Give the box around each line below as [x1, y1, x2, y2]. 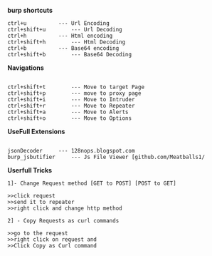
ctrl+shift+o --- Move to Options [7, 115, 132, 122]
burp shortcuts [7, 6, 53, 14]
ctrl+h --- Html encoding [7, 32, 113, 39]
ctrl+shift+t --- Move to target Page [7, 83, 144, 91]
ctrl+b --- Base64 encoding [7, 45, 120, 52]
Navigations [7, 63, 44, 72]
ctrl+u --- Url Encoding [7, 20, 110, 27]
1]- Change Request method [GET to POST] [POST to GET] [7, 180, 176, 187]
